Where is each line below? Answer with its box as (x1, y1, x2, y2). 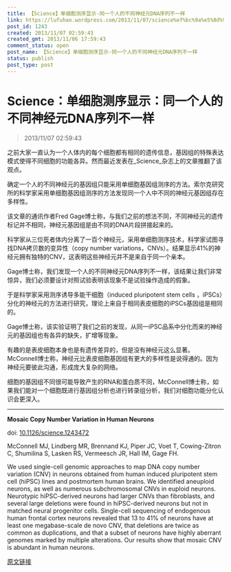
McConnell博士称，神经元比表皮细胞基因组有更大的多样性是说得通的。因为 (7, 354, 219, 362)
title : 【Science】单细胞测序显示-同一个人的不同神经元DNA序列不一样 (7, 10, 186, 17)
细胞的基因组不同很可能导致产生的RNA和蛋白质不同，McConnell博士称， (7, 377, 213, 386)
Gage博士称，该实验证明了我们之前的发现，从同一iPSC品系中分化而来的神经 (7, 322, 223, 331)
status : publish (7, 55, 54, 62)
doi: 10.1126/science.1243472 (7, 428, 89, 437)
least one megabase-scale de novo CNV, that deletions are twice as (7, 521, 199, 529)
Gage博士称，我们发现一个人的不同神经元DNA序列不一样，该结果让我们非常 (7, 267, 222, 275)
